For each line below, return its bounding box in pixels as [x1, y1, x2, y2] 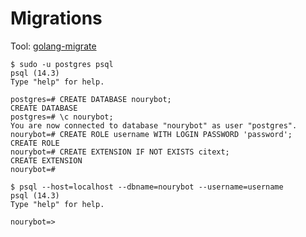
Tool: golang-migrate [10, 40, 97, 52]
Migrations [10, 7, 103, 30]
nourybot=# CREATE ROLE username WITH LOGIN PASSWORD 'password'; [10, 129, 293, 139]
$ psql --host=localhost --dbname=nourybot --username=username [10, 182, 284, 192]
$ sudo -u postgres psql [10, 59, 114, 69]
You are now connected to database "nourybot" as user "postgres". [10, 120, 298, 131]
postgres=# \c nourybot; [10, 112, 114, 122]
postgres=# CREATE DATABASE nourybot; [10, 94, 172, 104]
